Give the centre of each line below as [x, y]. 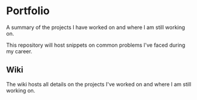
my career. [19, 51]
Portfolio [28, 11]
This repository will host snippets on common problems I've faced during [96, 45]
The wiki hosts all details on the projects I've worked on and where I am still [99, 84]
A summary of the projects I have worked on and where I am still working [96, 27]
